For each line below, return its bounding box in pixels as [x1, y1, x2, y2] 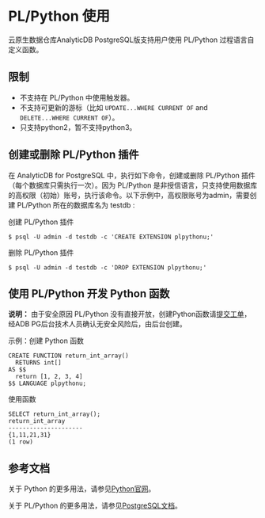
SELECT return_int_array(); [8, 410, 101, 418]
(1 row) [8, 438, 34, 446]
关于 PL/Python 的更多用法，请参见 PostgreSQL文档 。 [8, 501, 182, 511]
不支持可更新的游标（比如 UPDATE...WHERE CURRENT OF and [19, 102, 208, 112]
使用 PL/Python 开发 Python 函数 [8, 287, 170, 300]
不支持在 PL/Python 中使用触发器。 [19, 93, 134, 102]
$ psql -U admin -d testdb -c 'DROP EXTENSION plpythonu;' [8, 263, 207, 272]
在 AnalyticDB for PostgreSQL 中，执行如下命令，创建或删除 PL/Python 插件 [8, 170, 256, 180]
